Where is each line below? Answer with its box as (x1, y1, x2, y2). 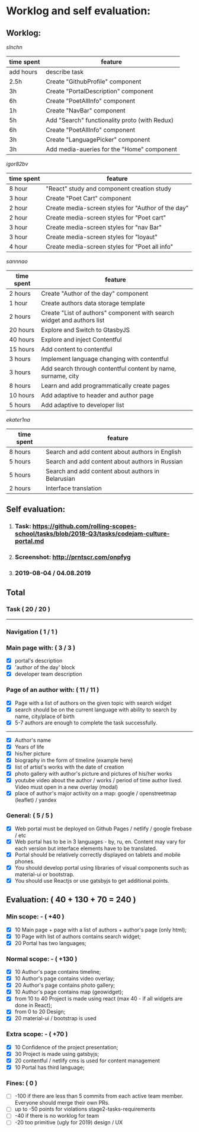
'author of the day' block (14, 664, 75, 671)
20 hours (9, 326, 35, 334)
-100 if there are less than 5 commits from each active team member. (14, 1093, 184, 1100)
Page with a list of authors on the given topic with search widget (14, 699, 172, 706)
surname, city (41, 372, 79, 380)
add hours (9, 68, 37, 76)
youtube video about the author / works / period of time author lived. (14, 777, 182, 784)
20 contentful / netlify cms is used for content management (14, 1057, 160, 1064)
